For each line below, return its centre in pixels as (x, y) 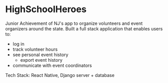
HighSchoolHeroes (46, 9)
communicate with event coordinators (52, 65)
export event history (41, 60)
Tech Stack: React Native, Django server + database (60, 75)
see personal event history (40, 55)
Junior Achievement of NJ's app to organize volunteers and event (74, 23)
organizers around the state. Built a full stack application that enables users (84, 28)
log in (18, 44)
